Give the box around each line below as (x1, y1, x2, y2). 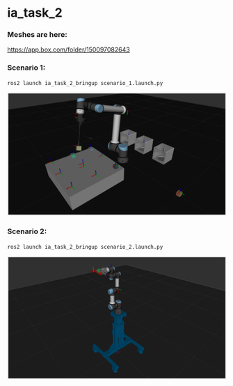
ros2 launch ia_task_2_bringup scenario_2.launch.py (7, 243, 163, 250)
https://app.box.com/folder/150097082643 (7, 45, 130, 54)
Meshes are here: (7, 30, 67, 40)
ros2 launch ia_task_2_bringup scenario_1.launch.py (7, 79, 163, 86)
